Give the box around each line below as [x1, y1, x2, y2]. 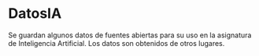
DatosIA [8, 5, 62, 23]
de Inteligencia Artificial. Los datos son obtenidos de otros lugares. [8, 38, 225, 47]
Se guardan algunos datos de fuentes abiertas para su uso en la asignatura [8, 30, 252, 40]
